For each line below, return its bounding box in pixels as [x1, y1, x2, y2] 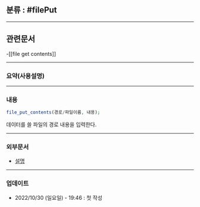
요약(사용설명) [6, 71, 45, 80]
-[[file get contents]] [6, 50, 57, 57]
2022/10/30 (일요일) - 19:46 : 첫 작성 [14, 194, 103, 201]
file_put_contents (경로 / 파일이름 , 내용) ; [6, 109, 101, 115]
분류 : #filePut [6, 5, 58, 15]
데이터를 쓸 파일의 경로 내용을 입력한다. [6, 121, 97, 128]
